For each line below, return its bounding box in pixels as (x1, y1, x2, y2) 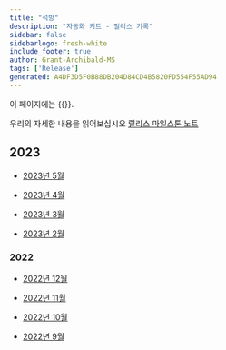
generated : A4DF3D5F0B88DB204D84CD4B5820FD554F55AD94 (9, 73, 218, 82)
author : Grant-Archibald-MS (9, 55, 116, 65)
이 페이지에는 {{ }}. (9, 98, 74, 109)
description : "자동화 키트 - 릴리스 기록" (9, 22, 153, 31)
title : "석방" (9, 13, 59, 23)
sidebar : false (9, 30, 67, 39)
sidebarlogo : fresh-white (9, 38, 107, 48)
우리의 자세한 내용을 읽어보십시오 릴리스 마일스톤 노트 (9, 117, 199, 128)
